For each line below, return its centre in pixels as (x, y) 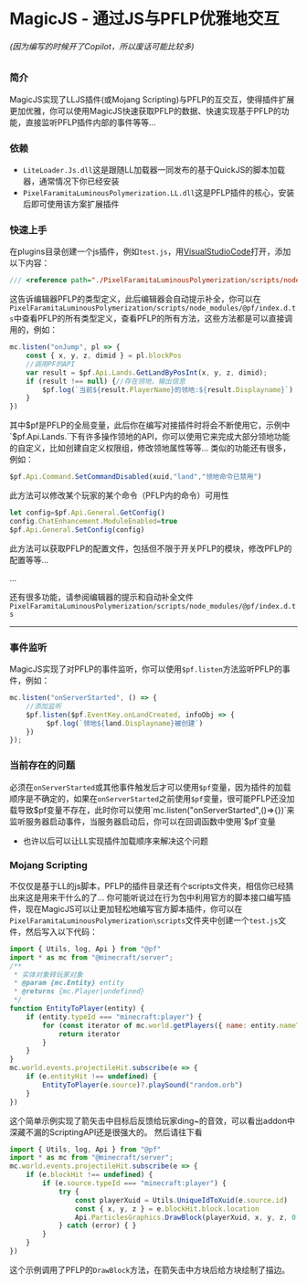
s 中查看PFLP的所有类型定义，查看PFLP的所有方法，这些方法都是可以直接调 (151, 318)
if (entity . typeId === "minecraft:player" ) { (114, 1017)
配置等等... (29, 559)
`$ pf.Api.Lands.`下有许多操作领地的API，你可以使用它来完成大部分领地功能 (150, 437)
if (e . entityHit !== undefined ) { (91, 1077)
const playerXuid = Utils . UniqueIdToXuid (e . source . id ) (181, 1200)
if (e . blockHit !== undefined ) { (90, 1175)
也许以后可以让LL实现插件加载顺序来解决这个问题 (115, 841)
